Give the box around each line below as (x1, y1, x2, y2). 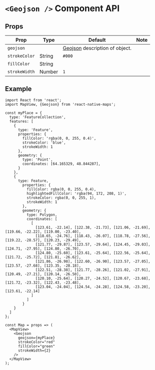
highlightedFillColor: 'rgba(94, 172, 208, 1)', (26, 191, 127, 196)
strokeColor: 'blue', (22, 140, 66, 145)
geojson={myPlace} (17, 335, 55, 340)
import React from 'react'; (5, 97, 62, 102)
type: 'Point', (22, 157, 53, 162)
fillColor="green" (17, 344, 55, 349)
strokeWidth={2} (17, 348, 51, 353)
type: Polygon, (26, 212, 57, 217)
